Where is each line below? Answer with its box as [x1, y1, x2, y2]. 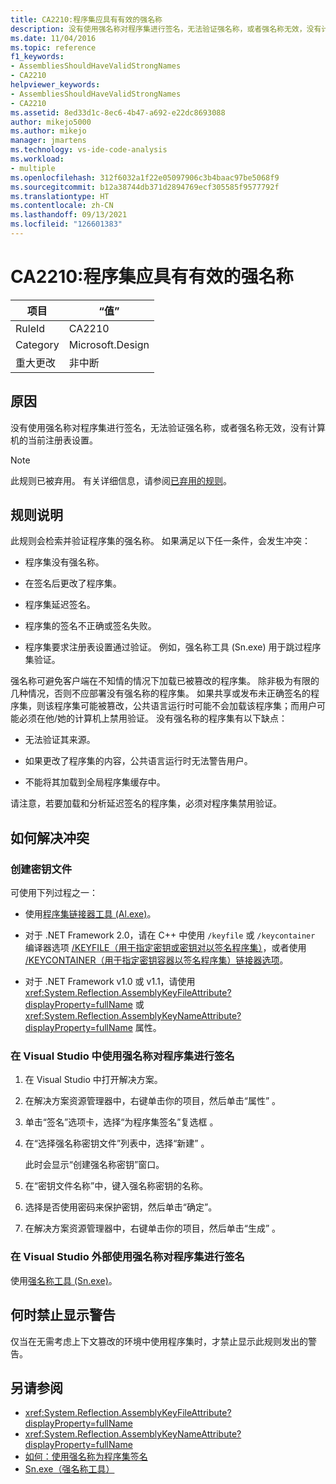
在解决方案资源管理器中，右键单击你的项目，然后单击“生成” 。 [24, 1222, 282, 1235]
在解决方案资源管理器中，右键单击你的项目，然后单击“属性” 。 [24, 1095, 282, 1107]
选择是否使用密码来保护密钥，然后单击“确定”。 [24, 1201, 218, 1213]
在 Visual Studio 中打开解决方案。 [24, 1074, 163, 1086]
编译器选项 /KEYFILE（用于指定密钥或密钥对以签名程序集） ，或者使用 [24, 942, 307, 954]
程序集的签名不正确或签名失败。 [24, 620, 157, 632]
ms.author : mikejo [10, 126, 87, 136]
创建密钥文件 [10, 862, 73, 876]
